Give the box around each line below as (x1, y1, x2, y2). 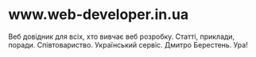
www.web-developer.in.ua (8, 6, 189, 24)
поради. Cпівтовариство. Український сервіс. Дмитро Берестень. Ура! (8, 40, 248, 49)
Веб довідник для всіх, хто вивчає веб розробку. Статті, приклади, (8, 32, 235, 41)
